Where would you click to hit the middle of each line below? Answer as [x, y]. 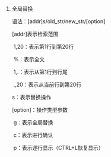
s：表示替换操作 [31, 97]
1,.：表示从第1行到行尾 [41, 72]
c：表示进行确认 [33, 135]
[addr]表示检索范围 [35, 34]
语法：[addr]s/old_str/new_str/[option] [58, 21]
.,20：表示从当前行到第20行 [47, 84]
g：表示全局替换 [33, 123]
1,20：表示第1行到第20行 [44, 47]
